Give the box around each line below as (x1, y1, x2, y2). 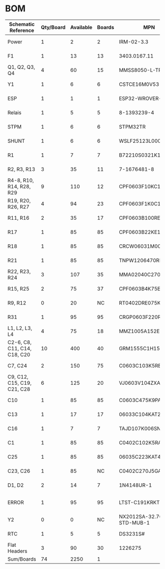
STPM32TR (118, 123, 146, 130)
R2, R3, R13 (7, 166, 35, 172)
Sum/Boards (7, 555, 36, 562)
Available (70, 24, 92, 31)
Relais (7, 109, 22, 116)
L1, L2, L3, (7, 325, 32, 332)
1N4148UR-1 (118, 481, 152, 488)
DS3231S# (118, 530, 145, 537)
